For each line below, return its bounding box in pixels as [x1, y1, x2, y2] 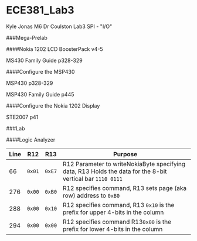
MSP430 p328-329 [6, 80, 53, 87]
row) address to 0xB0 [62, 191, 120, 199]
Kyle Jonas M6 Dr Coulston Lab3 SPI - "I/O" [6, 23, 113, 30]
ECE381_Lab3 [6, 4, 74, 17]
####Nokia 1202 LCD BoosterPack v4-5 [6, 45, 104, 53]
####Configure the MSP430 [6, 68, 75, 75]
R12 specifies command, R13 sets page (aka [62, 184, 187, 192]
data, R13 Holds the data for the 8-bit [62, 167, 167, 175]
